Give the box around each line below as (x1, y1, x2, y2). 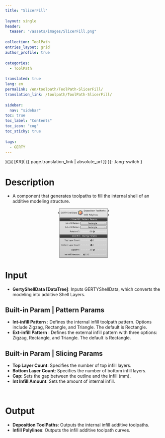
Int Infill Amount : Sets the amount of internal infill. (12, 378, 115, 384)
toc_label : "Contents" (5, 118, 52, 123)
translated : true (5, 76, 41, 82)
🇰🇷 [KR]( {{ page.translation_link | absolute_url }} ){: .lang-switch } (5, 159, 143, 165)
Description (5, 177, 55, 188)
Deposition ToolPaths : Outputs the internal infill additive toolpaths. (12, 422, 150, 428)
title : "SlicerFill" (5, 8, 48, 13)
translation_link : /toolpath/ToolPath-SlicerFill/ (5, 92, 112, 97)
